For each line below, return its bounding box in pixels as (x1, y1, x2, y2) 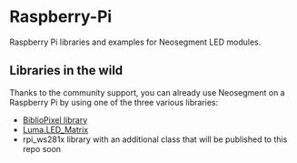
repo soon (22, 143, 62, 154)
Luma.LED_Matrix (22, 124, 89, 135)
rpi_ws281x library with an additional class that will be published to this (22, 134, 288, 145)
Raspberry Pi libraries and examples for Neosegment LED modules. (9, 36, 262, 47)
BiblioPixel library (22, 114, 88, 125)
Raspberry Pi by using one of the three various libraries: (9, 97, 219, 107)
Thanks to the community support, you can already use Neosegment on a (9, 87, 285, 97)
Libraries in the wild (9, 63, 124, 78)
